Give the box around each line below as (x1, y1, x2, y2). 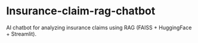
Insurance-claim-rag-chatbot (6, 4, 156, 18)
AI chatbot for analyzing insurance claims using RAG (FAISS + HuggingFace (6, 24, 192, 31)
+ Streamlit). (6, 30, 37, 37)
